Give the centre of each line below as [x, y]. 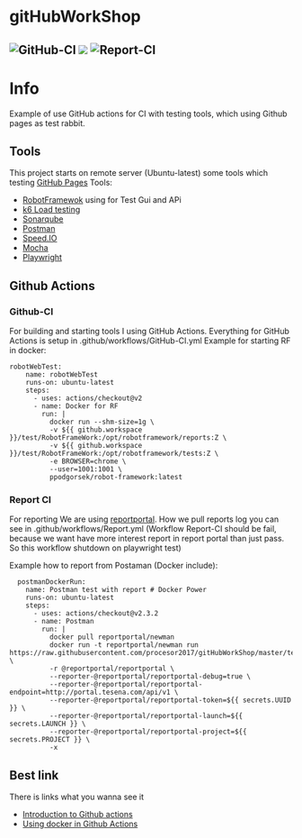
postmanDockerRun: [52, 582]
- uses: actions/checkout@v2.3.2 [96, 614]
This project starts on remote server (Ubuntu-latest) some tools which [139, 173]
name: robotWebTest [62, 375]
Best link [34, 775]
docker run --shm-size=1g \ [102, 422]
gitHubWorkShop [75, 17]
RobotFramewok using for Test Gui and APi [102, 200]
